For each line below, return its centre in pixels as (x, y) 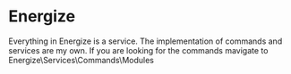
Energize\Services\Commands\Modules (81, 60)
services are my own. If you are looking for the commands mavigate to (138, 50)
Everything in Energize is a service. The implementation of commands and (145, 41)
